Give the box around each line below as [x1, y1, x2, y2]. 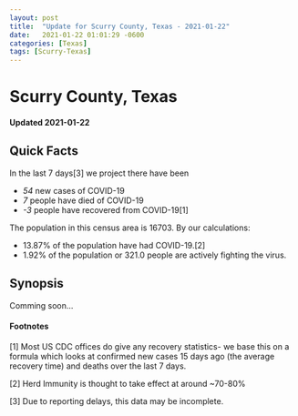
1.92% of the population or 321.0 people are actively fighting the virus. [22, 249, 287, 260]
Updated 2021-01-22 [9, 117, 90, 127]
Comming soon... [9, 299, 74, 310]
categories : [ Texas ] [9, 38, 88, 48]
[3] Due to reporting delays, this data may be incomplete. [9, 395, 224, 406]
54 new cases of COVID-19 [22, 185, 125, 196]
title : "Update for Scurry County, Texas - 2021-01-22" [9, 22, 231, 31]
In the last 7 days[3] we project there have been [9, 167, 190, 178]
